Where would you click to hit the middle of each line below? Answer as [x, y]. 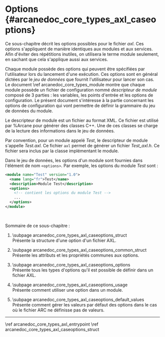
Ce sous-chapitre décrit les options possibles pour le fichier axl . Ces [74, 43]
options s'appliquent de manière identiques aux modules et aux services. [79, 49]
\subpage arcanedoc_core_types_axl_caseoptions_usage [70, 285]
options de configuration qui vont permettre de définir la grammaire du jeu [80, 105]
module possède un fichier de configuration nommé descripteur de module [81, 90]
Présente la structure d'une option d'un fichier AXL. [64, 240]
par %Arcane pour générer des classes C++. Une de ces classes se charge [82, 125]
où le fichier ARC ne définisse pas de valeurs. [58, 310]
